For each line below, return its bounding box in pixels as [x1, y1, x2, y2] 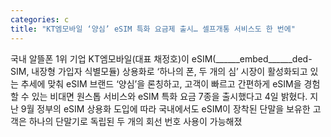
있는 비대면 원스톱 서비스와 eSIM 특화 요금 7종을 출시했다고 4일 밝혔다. [31, 90, 308, 102]
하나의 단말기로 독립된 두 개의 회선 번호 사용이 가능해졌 [28, 115, 243, 127]
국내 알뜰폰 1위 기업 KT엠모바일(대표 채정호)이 [10, 52, 190, 65]
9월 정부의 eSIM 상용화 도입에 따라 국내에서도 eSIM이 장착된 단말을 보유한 [20, 102, 311, 115]
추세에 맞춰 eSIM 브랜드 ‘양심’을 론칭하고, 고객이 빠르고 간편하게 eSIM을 [20, 77, 302, 90]
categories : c [10, 14, 70, 25]
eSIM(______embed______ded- [191, 52, 313, 65]
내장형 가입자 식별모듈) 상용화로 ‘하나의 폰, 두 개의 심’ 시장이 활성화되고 [31, 65, 308, 77]
